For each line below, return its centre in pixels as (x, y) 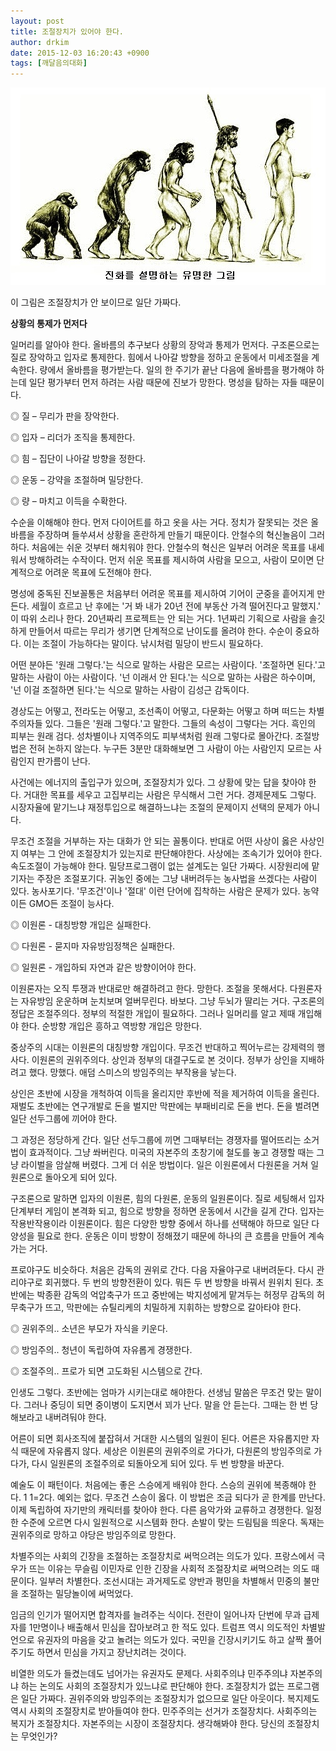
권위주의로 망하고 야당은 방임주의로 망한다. (93, 1535)
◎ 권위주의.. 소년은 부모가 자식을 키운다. (89, 1329)
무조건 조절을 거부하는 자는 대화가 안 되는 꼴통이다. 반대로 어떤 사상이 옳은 (154, 841)
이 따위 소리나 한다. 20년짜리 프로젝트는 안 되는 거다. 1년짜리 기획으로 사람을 (158, 619)
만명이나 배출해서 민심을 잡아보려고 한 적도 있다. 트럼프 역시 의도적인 (166, 1627)
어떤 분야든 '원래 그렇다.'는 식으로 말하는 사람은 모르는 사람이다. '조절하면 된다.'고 (168, 665)
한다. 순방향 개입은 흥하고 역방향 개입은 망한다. (111, 1026)
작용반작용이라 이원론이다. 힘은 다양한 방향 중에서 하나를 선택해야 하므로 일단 (160, 1224)
